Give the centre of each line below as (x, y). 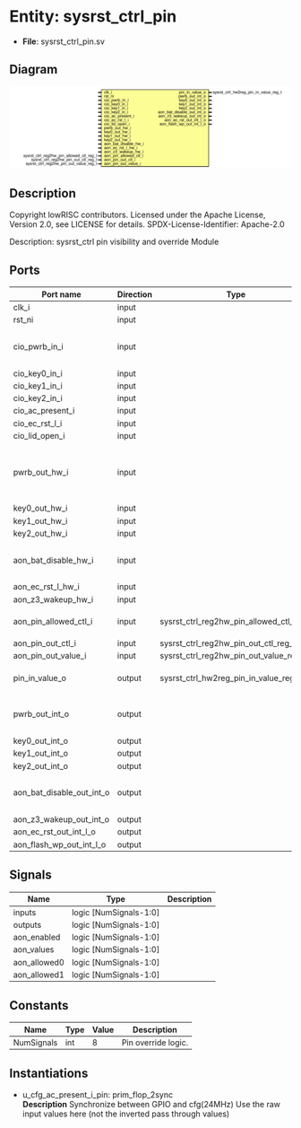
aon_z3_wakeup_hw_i (53, 599)
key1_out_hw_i (40, 520)
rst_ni (23, 319)
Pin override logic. (155, 1042)
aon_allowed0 (39, 962)
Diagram (34, 70)
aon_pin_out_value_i (50, 656)
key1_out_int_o (41, 753)
